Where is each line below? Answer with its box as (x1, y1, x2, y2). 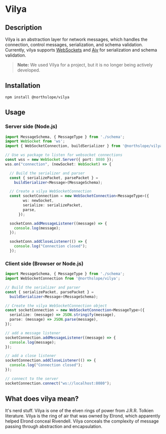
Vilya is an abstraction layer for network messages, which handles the (5, 36, 148, 42)
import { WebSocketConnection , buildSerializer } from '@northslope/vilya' (5, 144, 165, 148)
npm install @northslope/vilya (5, 94, 70, 100)
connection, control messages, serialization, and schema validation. (5, 42, 143, 48)
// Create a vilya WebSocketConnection (9, 189, 92, 194)
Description (5, 23, 42, 32)
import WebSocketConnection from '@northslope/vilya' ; (5, 276, 121, 281)
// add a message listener (5, 330, 61, 336)
